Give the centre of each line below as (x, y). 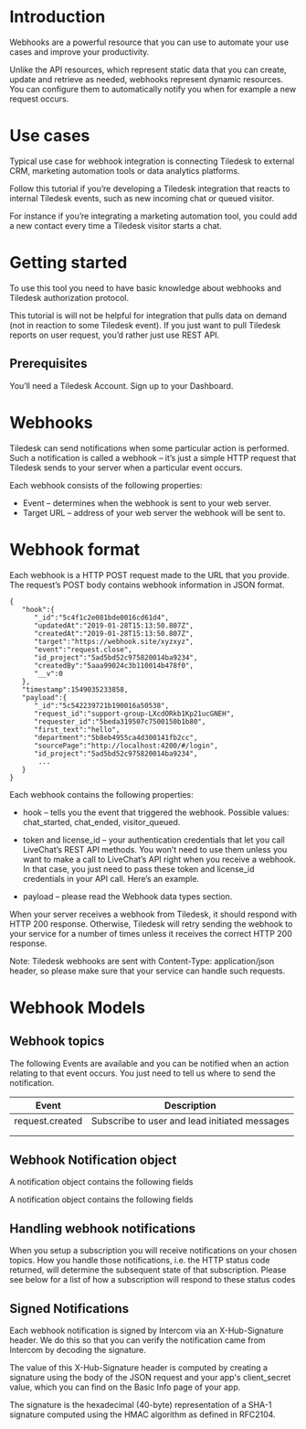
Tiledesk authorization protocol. (69, 297)
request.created (48, 1121)
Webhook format (75, 549)
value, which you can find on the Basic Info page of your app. (125, 1387)
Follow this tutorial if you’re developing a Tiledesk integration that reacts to (150, 188)
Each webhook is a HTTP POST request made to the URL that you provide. (149, 575)
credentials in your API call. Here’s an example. (111, 878)
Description (190, 1105)
